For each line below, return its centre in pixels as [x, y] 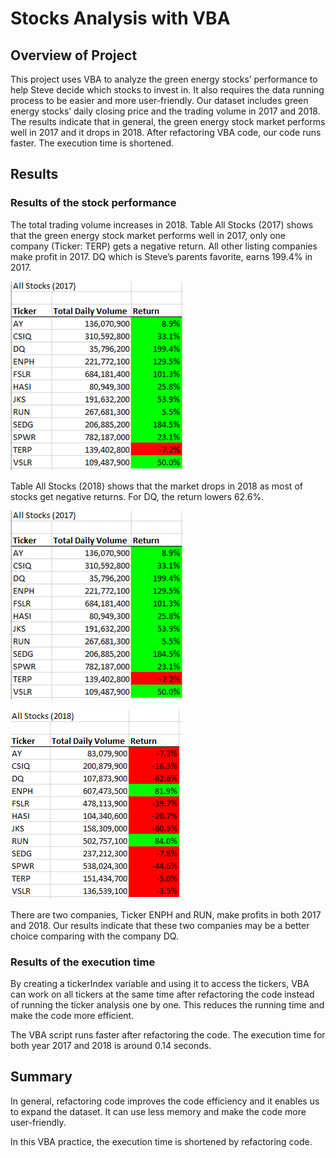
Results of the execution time [83, 962]
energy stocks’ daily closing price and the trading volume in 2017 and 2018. [165, 111]
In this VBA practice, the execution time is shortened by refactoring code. [161, 1141]
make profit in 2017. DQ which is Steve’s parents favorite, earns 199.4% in [161, 256]
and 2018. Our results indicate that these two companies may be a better [160, 925]
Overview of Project [74, 55]
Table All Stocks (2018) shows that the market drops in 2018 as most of [156, 486]
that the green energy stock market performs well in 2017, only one [148, 235]
